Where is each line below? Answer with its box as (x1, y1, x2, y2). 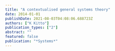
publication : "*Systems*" (5, 39, 58, 44)
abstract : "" (5, 30, 32, 34)
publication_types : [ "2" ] (5, 25, 58, 30)
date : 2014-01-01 (5, 12, 41, 17)
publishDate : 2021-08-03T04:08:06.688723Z (5, 16, 93, 21)
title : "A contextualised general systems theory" (5, 7, 111, 12)
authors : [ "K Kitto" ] (5, 20, 49, 26)
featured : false (5, 34, 38, 39)
